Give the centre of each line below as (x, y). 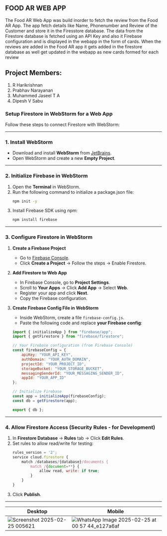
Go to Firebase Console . (44, 258)
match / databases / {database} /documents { (65, 462)
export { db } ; (28, 410)
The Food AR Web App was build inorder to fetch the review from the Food (82, 20)
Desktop (37, 511)
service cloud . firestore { (40, 457)
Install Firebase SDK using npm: (45, 211)
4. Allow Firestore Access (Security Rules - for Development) (80, 427)
